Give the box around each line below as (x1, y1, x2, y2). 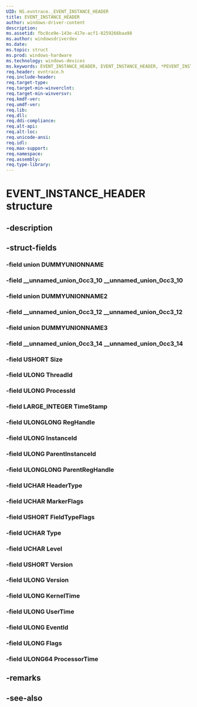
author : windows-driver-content (6, 19, 85, 25)
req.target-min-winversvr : (6, 91, 72, 96)
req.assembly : (6, 156, 41, 162)
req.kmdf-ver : (6, 96, 41, 102)
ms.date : (6, 42, 28, 48)
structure (6, 199, 53, 213)
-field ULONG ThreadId (6, 371, 73, 379)
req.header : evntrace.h (6, 69, 64, 75)
